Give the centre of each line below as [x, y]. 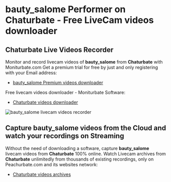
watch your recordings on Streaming [65, 136]
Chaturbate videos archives [42, 174]
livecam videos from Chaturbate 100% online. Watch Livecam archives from [86, 154]
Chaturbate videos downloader [45, 102]
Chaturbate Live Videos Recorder [59, 50]
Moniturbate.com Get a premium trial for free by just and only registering [82, 67]
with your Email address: [31, 73]
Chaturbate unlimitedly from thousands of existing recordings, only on [80, 159]
